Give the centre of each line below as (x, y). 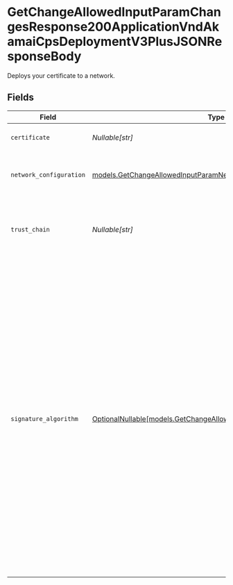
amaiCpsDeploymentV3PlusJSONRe (115, 42)
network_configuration (48, 175)
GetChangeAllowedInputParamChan (114, 12)
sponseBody (44, 57)
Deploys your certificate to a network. (61, 75)
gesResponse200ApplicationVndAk (113, 27)
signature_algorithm (44, 419)
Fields (21, 98)
